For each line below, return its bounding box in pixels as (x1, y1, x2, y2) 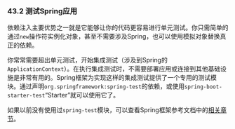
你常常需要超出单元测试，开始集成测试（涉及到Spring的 (7, 56, 168, 64)
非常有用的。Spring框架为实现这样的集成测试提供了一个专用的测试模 (19, 74, 217, 82)
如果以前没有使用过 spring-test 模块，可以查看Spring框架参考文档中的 (7, 106, 208, 114)
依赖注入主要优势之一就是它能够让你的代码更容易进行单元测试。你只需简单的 (7, 23, 229, 32)
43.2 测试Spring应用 (7, 6, 78, 15)
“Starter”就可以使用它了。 (44, 91, 120, 100)
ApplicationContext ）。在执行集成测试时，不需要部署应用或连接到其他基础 (7, 64, 221, 73)
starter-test (7, 93, 46, 100)
